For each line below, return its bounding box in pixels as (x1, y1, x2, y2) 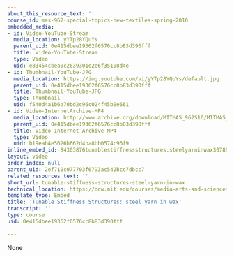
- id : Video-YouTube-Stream (7, 29, 89, 37)
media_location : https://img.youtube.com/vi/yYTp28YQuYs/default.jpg (13, 75, 219, 82)
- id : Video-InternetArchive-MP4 (7, 108, 104, 115)
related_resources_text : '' (7, 172, 89, 179)
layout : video (7, 153, 49, 161)
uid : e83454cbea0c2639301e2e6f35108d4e (13, 62, 130, 69)
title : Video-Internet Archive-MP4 (13, 127, 117, 134)
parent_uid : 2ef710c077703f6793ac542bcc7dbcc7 (7, 166, 145, 173)
